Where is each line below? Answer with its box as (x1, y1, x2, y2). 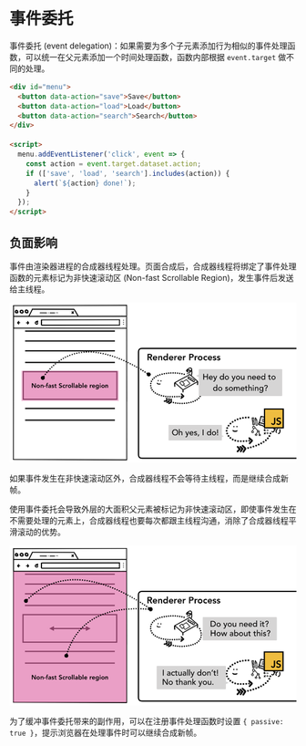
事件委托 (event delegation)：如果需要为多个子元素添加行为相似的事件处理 (9, 40, 288, 51)
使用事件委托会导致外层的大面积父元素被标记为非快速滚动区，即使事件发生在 (9, 503, 297, 515)
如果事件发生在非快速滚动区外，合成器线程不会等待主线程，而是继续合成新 (9, 473, 289, 484)
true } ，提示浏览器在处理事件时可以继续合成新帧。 (9, 727, 202, 739)
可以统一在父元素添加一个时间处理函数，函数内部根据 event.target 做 (25, 51, 287, 62)
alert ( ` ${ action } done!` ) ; (33, 179, 137, 188)
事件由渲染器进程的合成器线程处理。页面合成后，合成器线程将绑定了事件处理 (9, 261, 297, 272)
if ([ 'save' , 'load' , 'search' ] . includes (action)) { (25, 169, 230, 178)
